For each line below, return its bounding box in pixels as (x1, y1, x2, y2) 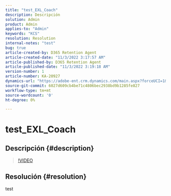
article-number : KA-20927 (5, 74, 60, 79)
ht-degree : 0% (5, 97, 36, 102)
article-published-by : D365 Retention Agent (5, 60, 101, 65)
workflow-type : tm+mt (5, 88, 51, 93)
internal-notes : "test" (5, 41, 56, 46)
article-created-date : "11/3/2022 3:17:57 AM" (5, 54, 106, 60)
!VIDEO (17, 157, 33, 163)
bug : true (5, 45, 26, 50)
